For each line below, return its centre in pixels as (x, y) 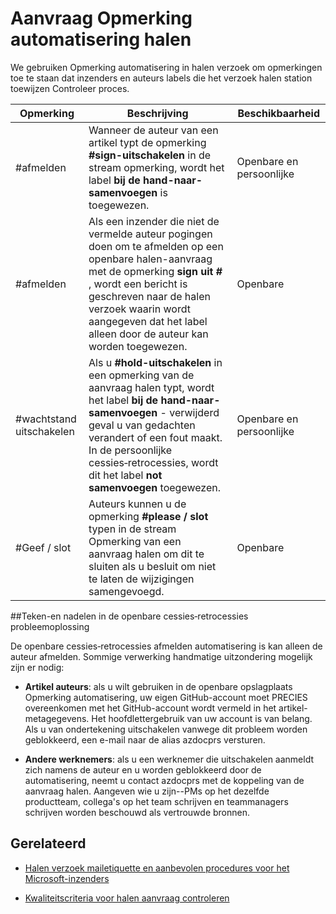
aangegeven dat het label (148, 321)
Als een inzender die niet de (154, 221)
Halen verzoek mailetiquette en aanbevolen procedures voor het (157, 868)
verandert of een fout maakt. (155, 437)
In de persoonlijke (130, 450)
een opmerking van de (141, 375)
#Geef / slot (43, 547)
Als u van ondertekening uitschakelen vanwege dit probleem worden (166, 729)
